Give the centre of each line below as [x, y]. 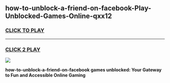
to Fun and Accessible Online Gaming [46, 75]
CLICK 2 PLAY [23, 49]
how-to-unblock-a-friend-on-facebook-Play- [78, 8]
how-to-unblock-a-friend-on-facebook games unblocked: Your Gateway [83, 69]
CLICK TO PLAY [25, 31]
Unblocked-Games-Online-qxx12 [59, 16]
